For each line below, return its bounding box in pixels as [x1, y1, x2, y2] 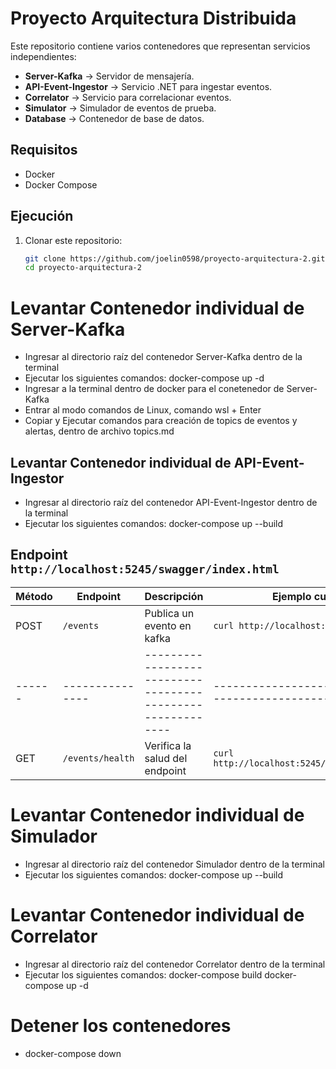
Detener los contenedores [10, 1014, 232, 1037]
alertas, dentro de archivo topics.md [24, 425, 175, 437]
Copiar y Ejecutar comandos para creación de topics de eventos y [24, 415, 298, 427]
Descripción [144, 589, 204, 603]
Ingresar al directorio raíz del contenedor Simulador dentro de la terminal [24, 858, 325, 870]
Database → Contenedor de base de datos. [24, 112, 205, 124]
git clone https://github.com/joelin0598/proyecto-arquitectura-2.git [24, 253, 326, 264]
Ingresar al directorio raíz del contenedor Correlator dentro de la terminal [24, 958, 326, 970]
